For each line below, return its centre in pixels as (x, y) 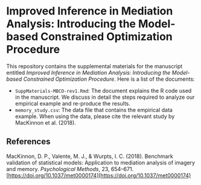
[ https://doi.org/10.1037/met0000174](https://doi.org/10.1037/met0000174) (99, 175)
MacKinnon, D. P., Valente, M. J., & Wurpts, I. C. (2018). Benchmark (90, 156)
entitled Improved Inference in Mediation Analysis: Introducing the (88, 72)
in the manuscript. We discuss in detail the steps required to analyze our (105, 97)
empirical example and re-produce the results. (73, 103)
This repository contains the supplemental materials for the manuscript (94, 66)
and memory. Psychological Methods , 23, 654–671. (70, 169)
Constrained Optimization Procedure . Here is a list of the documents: (109, 79)
